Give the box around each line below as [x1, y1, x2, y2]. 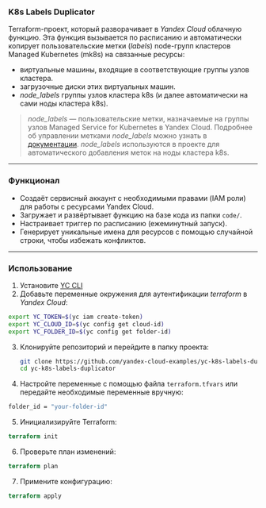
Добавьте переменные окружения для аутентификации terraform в [19, 289, 248, 298]
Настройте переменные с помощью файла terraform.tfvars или [19, 379, 238, 389]
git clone [19, 357, 53, 365]
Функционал [8, 175, 60, 187]
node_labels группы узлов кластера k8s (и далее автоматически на [19, 90, 248, 100]
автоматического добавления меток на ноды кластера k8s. [27, 148, 230, 157]
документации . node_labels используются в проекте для [27, 140, 220, 149]
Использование [8, 263, 73, 274]
